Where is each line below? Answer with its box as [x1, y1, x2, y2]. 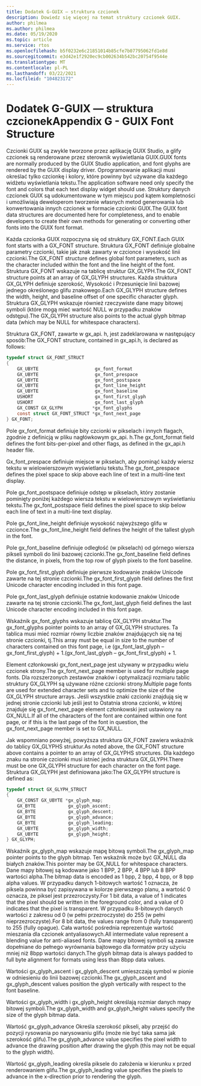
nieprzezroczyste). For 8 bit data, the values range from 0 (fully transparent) [6, 918, 193, 925]
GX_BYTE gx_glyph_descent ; [17, 809, 114, 815]
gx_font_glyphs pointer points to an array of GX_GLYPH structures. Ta [6, 624, 178, 631]
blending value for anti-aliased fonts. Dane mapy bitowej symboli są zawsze [6, 937, 194, 944]
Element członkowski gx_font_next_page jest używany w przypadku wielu [6, 661, 189, 668]
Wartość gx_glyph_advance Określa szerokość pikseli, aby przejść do [6, 1023, 178, 1030]
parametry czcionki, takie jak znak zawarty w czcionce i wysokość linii [6, 248, 181, 256]
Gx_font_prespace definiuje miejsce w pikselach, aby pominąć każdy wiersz [6, 458, 194, 465]
